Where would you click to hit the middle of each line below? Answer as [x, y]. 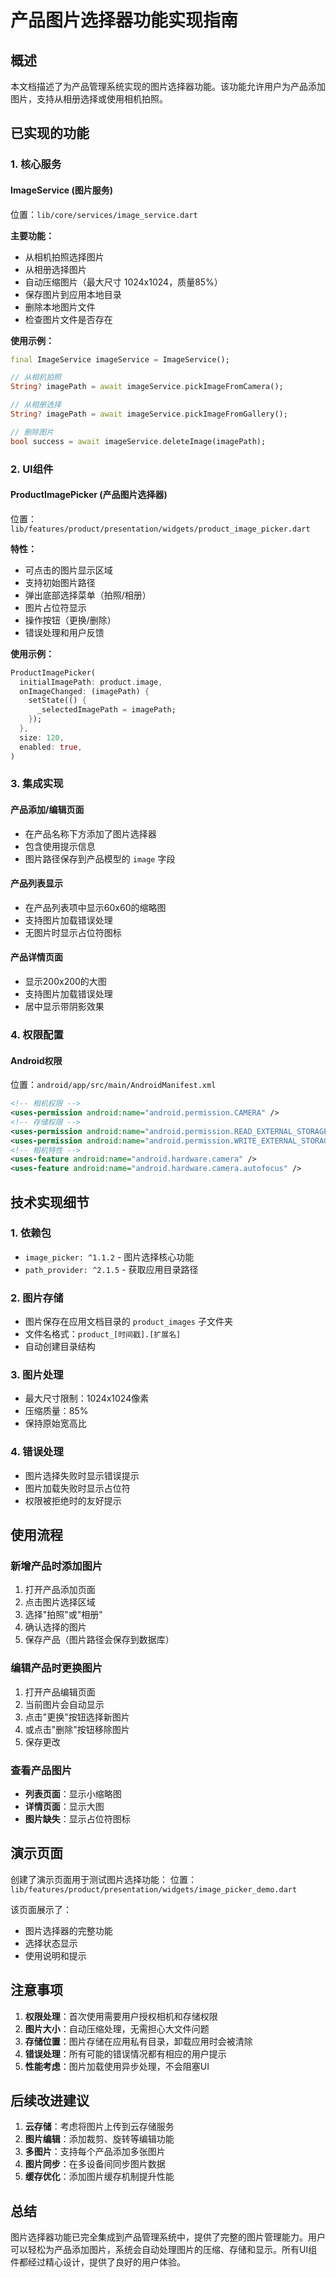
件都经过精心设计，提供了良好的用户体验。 [98, 2262]
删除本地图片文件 [60, 307]
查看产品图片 [41, 1770]
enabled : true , [51, 747]
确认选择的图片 [55, 1627]
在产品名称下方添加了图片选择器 [90, 833]
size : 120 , [42, 737]
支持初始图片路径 [60, 582]
